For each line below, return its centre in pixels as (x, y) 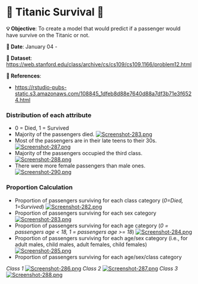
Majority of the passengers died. (55, 134)
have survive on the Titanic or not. (48, 35)
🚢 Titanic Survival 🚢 (55, 12)
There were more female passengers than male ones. (80, 166)
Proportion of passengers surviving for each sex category (85, 213)
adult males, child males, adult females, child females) (81, 244)
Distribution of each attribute (49, 115)
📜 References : (24, 76)
